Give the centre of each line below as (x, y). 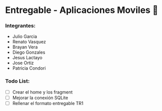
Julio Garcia (25, 36)
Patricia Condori (29, 68)
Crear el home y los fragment (43, 92)
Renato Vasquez (29, 42)
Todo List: (17, 81)
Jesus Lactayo (27, 58)
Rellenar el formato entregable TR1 (48, 103)
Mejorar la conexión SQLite (40, 98)
